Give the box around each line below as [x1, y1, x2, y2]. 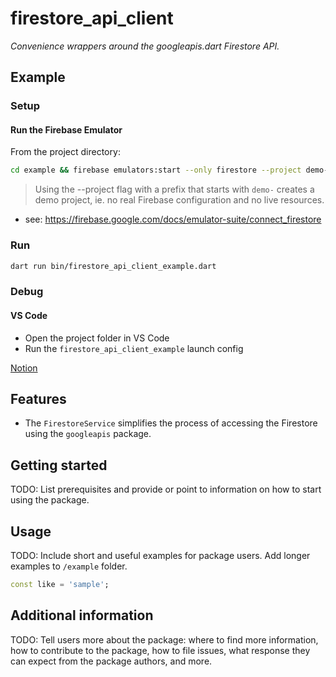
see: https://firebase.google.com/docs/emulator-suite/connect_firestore [24, 213, 322, 226]
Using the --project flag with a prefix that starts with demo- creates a [34, 183, 315, 196]
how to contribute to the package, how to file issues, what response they [10, 644, 311, 656]
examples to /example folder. [10, 560, 128, 572]
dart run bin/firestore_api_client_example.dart [10, 261, 217, 271]
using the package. [10, 494, 90, 506]
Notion [10, 362, 38, 374]
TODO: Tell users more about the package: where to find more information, [10, 633, 319, 646]
